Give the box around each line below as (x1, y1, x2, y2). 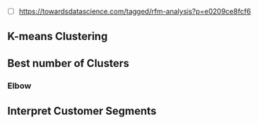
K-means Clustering (7, 30, 108, 43)
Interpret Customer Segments (7, 105, 157, 118)
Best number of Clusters (7, 57, 129, 70)
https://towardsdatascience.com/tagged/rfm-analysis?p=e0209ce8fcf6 (18, 7, 252, 16)
